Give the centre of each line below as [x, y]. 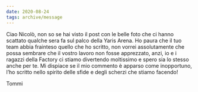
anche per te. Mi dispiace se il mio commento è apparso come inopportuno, [99, 65]
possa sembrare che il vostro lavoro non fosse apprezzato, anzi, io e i [92, 53]
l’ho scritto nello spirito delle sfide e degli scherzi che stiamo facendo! [92, 72]
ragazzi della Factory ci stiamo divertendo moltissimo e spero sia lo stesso [98, 59]
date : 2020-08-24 [28, 12]
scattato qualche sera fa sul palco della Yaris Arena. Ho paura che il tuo [94, 40]
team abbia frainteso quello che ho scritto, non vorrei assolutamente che [95, 47]
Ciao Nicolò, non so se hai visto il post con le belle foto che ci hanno [90, 34]
